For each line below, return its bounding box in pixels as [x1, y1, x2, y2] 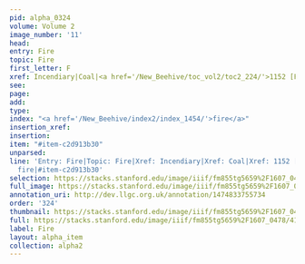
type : [9, 106, 30, 115]
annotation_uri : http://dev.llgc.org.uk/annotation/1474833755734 [9, 191, 266, 200]
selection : [9, 173, 51, 182]
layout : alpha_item [9, 232, 84, 241]
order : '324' [9, 199, 59, 209]
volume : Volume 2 [9, 22, 75, 31]
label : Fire [9, 224, 54, 233]
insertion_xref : [9, 123, 71, 132]
